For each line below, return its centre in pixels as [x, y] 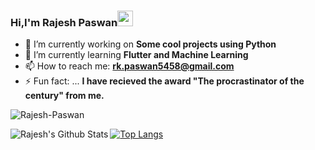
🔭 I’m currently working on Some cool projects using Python [150, 44]
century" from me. [64, 96]
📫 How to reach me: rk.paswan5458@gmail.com [129, 66]
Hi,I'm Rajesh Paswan [64, 22]
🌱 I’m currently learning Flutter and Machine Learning [136, 55]
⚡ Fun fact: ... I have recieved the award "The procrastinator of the [164, 81]
